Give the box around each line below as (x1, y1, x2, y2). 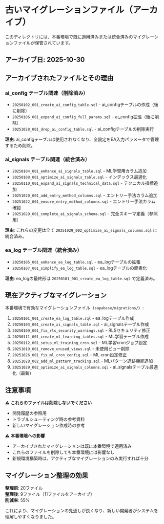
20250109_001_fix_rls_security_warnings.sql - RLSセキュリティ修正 (12, 327, 150, 333)
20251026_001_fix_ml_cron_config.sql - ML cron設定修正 (12, 352, 127, 358)
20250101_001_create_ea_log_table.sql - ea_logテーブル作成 (12, 315, 134, 321)
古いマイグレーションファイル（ (5, 4, 133, 16)
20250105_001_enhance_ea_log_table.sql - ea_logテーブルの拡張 (12, 259, 141, 264)
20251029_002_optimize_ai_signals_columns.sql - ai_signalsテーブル (12, 364, 150, 370)
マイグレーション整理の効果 (5, 471, 89, 480)
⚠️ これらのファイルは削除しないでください (5, 400, 92, 406)
